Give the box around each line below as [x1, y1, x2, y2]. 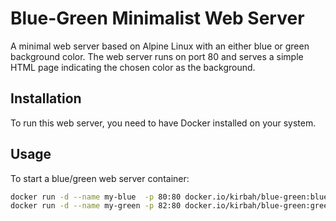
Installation [10, 90, 82, 107]
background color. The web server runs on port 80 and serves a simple [10, 50, 304, 62]
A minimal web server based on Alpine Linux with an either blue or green [10, 40, 310, 52]
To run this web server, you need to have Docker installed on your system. [10, 117, 317, 129]
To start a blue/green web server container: [10, 172, 190, 184]
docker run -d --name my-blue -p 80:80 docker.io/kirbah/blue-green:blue [10, 192, 329, 202]
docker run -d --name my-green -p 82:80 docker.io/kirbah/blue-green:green [10, 201, 333, 211]
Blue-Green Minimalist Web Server [10, 7, 305, 30]
